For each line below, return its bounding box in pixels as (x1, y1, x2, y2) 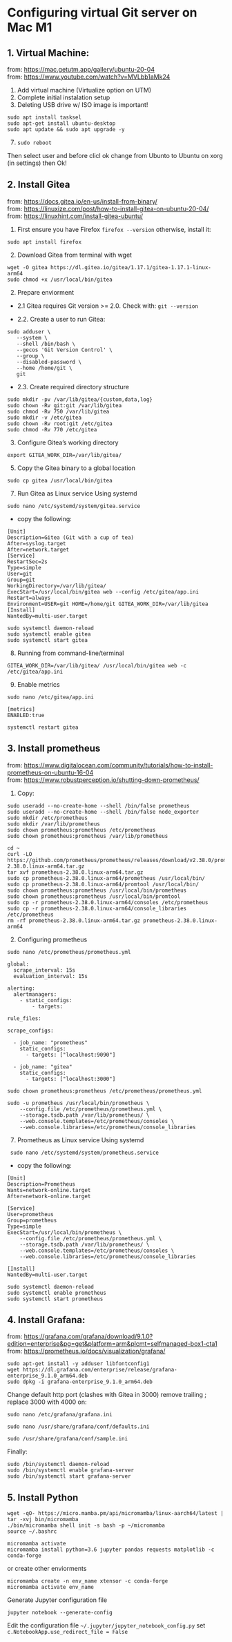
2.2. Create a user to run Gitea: (17, 315, 106, 323)
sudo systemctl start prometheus (7, 1296, 104, 1302)
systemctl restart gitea (7, 723, 79, 731)
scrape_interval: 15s (13, 966, 76, 974)
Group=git (7, 576, 36, 583)
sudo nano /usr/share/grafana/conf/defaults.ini (7, 1423, 150, 1430)
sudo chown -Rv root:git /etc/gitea (7, 420, 113, 427)
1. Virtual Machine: (7, 47, 90, 59)
